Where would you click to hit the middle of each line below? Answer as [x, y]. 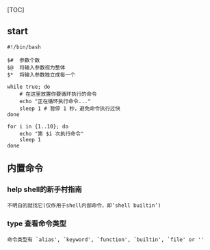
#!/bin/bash [24, 47]
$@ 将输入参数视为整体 [36, 68]
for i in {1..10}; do [38, 126]
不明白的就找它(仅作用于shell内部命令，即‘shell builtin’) [84, 205]
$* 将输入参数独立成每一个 [41, 74]
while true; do [29, 87]
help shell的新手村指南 [44, 189]
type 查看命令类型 [37, 223]
